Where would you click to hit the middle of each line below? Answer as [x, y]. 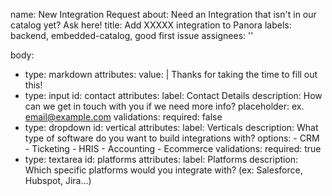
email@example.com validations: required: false [123, 117]
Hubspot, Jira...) [58, 180]
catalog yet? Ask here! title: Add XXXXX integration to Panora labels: [151, 25]
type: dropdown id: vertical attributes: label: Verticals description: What [171, 127]
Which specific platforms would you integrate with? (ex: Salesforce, [163, 170]
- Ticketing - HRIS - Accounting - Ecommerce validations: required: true [173, 148]
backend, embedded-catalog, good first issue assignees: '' [132, 35]
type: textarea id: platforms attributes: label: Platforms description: [161, 159]
